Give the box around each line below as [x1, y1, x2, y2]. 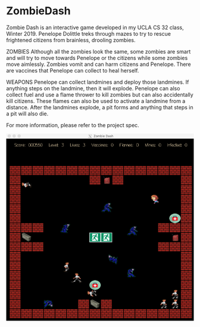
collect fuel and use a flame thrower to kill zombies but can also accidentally [6, 91, 193, 98]
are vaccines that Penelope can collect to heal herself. [6, 67, 139, 74]
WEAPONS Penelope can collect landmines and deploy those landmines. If [6, 78, 189, 86]
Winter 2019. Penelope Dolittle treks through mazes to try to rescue [6, 30, 171, 37]
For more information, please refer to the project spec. [6, 121, 140, 128]
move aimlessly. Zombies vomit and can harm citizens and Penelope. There [6, 61, 192, 68]
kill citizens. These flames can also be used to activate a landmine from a [6, 97, 186, 105]
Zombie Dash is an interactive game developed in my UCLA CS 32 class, [6, 24, 184, 31]
